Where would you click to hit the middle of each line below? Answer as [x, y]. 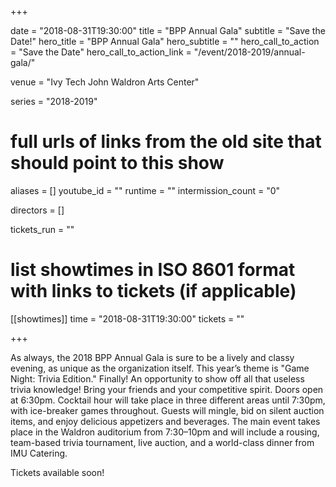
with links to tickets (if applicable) [153, 291]
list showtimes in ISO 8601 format [153, 270]
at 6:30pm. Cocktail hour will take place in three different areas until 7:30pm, [168, 400]
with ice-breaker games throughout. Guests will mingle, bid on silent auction [167, 410]
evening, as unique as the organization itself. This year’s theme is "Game [160, 368]
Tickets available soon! [57, 472]
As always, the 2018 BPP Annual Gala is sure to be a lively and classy [152, 357]
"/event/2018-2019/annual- [249, 52]
